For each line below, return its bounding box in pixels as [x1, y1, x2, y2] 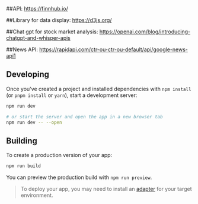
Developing [6, 70, 49, 80]
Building [6, 136, 37, 146]
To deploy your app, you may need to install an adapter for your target [20, 186, 192, 193]
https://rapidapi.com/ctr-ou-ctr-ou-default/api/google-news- [39, 46, 188, 53]
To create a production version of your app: [6, 152, 113, 159]
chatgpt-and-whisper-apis [6, 34, 71, 41]
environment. [20, 192, 53, 199]
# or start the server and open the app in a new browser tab [6, 114, 163, 120]
